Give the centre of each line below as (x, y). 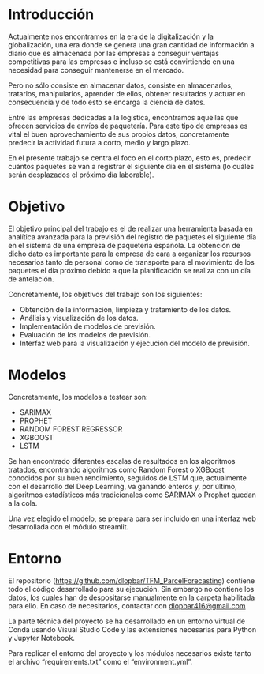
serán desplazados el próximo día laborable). (81, 175)
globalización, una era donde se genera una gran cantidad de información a (131, 44)
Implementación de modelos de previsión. (87, 326)
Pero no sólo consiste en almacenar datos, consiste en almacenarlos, (121, 85)
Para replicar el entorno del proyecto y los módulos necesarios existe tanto (130, 653)
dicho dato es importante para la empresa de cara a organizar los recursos (129, 254)
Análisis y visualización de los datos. (79, 318)
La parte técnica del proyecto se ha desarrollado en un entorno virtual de (127, 621)
